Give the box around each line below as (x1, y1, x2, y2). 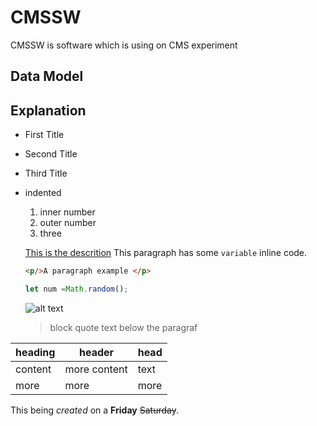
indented (24, 187, 62, 199)
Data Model (10, 68, 84, 85)
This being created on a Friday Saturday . (10, 404, 179, 416)
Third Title (24, 167, 68, 180)
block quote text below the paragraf (49, 321, 198, 333)
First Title (24, 129, 65, 141)
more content (64, 362, 128, 376)
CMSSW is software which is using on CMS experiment (10, 39, 238, 51)
